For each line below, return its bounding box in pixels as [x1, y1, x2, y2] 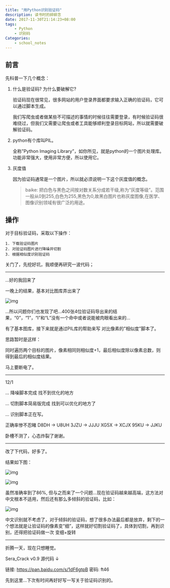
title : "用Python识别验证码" [5, 7, 62, 13]
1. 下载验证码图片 [5, 241, 39, 246]
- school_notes [14, 41, 47, 46]
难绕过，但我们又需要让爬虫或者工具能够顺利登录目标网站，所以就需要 [12, 120, 159, 126]
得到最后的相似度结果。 [5, 353, 54, 360]
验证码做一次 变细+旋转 [27, 529, 76, 536]
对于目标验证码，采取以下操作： [5, 230, 72, 236]
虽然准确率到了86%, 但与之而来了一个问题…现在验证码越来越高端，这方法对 [5, 489, 163, 496]
